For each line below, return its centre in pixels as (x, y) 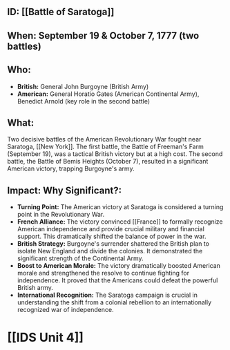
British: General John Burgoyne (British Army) (83, 86)
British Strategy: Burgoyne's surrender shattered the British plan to (113, 244)
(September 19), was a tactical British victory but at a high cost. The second (115, 154)
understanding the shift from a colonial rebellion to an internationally (114, 302)
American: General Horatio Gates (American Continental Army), (108, 94)
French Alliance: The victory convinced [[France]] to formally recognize (120, 222)
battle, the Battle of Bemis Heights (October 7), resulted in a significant (108, 162)
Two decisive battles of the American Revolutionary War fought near (104, 139)
